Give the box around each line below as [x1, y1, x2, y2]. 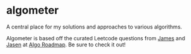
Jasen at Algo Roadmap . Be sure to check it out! [6, 41, 126, 48]
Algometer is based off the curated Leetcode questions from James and [6, 34, 186, 42]
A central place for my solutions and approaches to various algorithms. [6, 23, 183, 30]
